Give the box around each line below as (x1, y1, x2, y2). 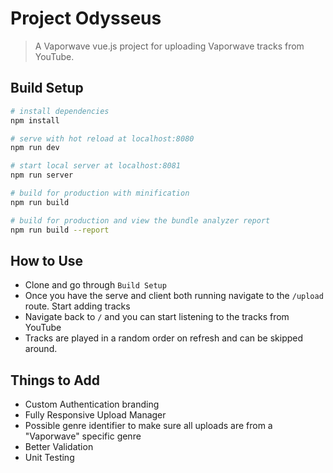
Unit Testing (24, 452, 75, 464)
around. (24, 343, 58, 355)
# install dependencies (10, 106, 110, 116)
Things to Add (10, 372, 100, 389)
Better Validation (24, 441, 94, 453)
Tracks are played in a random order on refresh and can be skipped (24, 332, 304, 344)
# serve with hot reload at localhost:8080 (10, 133, 195, 144)
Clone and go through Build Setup (24, 279, 167, 291)
